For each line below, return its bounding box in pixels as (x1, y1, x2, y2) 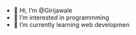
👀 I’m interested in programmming (13, 13, 109, 22)
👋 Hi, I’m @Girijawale (13, 7, 73, 14)
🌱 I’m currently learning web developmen (13, 21, 130, 28)
